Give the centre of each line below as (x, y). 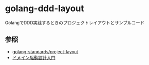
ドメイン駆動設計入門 (34, 57)
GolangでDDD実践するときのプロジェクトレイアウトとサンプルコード (75, 22)
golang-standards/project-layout (45, 51)
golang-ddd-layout (45, 9)
